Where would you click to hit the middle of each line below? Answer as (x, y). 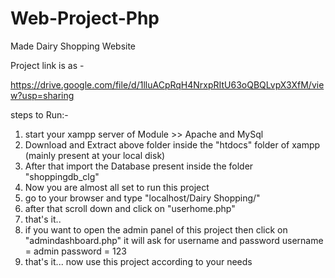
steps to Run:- (39, 114)
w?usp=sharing (42, 95)
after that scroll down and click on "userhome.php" (130, 208)
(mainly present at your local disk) (95, 155)
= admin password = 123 (75, 251)
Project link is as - (47, 65)
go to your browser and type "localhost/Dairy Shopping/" (142, 198)
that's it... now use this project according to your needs (138, 261)
